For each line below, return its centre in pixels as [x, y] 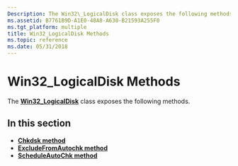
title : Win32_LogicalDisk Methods [58, 34]
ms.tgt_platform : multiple [47, 27]
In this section [39, 123]
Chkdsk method [41, 140]
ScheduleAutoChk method [57, 155]
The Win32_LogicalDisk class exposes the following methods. [99, 101]
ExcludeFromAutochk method [63, 148]
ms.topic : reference [38, 40]
